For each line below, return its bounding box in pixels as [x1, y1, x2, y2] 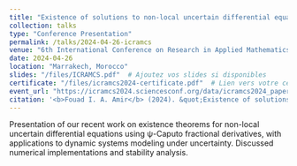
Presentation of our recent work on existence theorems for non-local [9, 119, 260, 130]
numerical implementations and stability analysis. [9, 147, 188, 158]
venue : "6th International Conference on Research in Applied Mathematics [9, 46, 291, 55]
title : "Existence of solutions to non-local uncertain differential [9, 12, 271, 22]
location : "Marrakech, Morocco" [9, 63, 128, 72]
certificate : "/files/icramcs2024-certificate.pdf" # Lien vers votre [9, 79, 278, 87]
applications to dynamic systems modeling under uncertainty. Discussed [9, 138, 274, 148]
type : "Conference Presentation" [9, 29, 133, 38]
